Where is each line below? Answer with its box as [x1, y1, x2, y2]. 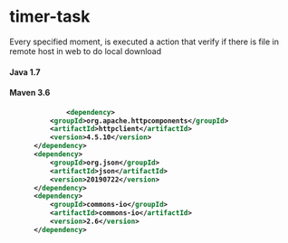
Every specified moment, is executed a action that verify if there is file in [9, 36, 279, 47]
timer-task [9, 6, 91, 27]
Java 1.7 [9, 66, 41, 78]
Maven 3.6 [9, 88, 51, 98]
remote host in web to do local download [9, 45, 162, 56]
